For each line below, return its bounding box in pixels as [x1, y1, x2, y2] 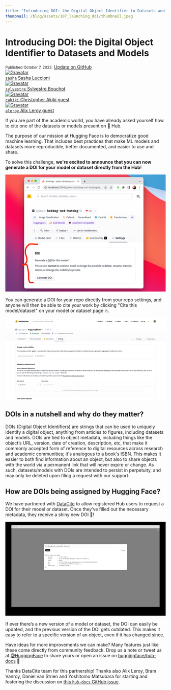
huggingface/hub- [118, 652, 156, 658]
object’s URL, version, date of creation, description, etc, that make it [5, 440, 148, 446]
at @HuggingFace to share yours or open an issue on [5, 652, 117, 658]
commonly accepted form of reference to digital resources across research [5, 445, 163, 451]
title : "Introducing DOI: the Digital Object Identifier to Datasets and [5, 8, 165, 13]
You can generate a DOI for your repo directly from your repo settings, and [5, 297, 162, 303]
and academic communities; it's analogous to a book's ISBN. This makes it [5, 451, 161, 457]
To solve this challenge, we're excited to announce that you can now [5, 159, 152, 165]
